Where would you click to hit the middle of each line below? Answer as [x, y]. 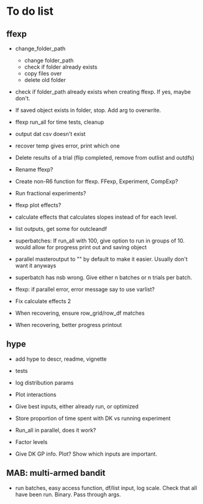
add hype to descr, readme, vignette [61, 359]
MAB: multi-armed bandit [56, 473]
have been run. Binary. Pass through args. [68, 494]
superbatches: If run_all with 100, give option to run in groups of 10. [100, 241]
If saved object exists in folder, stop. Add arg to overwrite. [88, 110]
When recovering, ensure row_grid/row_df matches [80, 313]
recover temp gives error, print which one [68, 146]
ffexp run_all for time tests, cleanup [60, 122]
